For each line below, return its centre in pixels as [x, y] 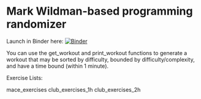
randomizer [36, 24]
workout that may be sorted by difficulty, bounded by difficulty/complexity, [100, 59]
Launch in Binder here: [35, 41]
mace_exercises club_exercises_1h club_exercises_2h [74, 89]
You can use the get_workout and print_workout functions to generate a [97, 53]
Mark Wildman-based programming [100, 11]
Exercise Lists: [25, 78]
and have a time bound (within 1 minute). [58, 66]
